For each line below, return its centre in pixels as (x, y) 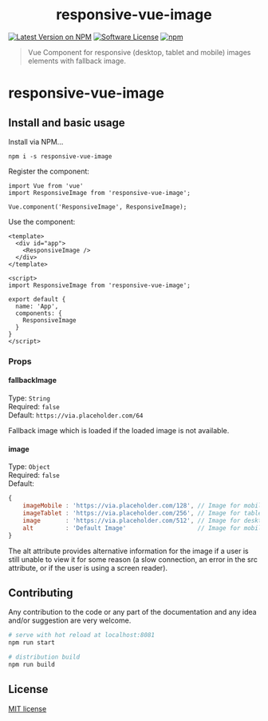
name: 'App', (37, 306)
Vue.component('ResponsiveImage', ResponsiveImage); (98, 207)
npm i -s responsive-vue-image (60, 156)
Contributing (41, 593)
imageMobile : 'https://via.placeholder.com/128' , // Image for (132, 506)
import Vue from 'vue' (46, 185)
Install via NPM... (36, 141)
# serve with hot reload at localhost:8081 (82, 635)
